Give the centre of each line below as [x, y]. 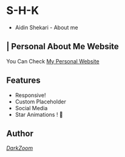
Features [23, 81]
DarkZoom [20, 148]
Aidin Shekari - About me [47, 27]
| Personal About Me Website [63, 47]
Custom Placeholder [41, 102]
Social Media [31, 108]
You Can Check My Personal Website [53, 61]
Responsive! [30, 95]
